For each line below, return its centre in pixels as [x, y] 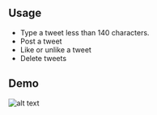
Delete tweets [43, 58]
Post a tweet [41, 41]
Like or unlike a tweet [55, 49]
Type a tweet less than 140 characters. [85, 32]
